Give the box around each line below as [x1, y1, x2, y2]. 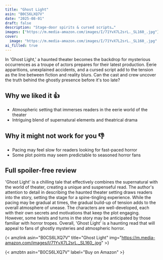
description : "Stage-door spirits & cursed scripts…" [5, 25, 116, 30]
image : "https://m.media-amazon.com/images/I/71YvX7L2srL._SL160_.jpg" [9, 39, 158, 44]
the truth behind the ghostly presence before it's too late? [5, 77, 120, 83]
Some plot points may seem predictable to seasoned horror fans [12, 152, 141, 158]
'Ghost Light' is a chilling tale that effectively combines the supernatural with [5, 179, 158, 185]
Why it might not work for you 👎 [5, 132, 105, 140]
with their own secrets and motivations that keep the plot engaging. [5, 210, 140, 216]
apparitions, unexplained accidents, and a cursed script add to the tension [5, 66, 154, 73]
